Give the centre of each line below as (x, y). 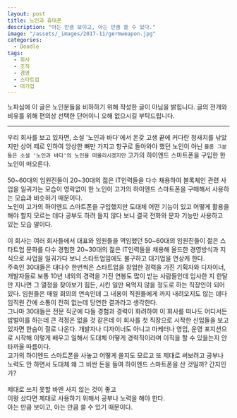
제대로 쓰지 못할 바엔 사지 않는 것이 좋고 (62, 390)
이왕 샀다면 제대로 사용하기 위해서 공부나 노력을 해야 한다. (86, 398)
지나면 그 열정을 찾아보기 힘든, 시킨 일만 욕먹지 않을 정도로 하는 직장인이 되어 (120, 285)
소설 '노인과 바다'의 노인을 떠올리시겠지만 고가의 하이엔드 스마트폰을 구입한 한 (123, 155)
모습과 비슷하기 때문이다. (49, 198)
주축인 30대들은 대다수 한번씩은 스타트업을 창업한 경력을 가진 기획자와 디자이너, (116, 267)
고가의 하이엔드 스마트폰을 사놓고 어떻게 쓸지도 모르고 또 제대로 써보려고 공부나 (116, 356)
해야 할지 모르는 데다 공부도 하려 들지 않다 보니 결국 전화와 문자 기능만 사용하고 (115, 215)
